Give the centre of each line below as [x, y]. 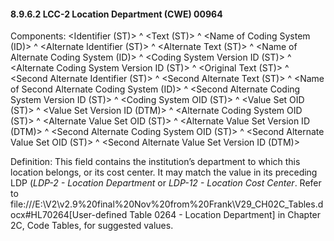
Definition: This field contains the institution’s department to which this [155, 162]
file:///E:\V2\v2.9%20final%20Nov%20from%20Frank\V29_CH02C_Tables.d [167, 204]
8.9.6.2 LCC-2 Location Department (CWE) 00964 [116, 14]
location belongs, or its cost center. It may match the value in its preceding [164, 172]
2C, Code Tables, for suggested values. [92, 226]
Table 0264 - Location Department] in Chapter [225, 215]
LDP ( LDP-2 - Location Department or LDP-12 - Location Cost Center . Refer [166, 183]
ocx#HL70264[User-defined [69, 215]
